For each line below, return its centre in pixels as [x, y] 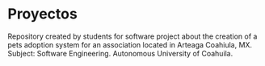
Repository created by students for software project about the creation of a [132, 36]
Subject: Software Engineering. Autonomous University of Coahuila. [120, 53]
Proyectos [42, 14]
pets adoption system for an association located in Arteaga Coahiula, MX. [130, 44]
